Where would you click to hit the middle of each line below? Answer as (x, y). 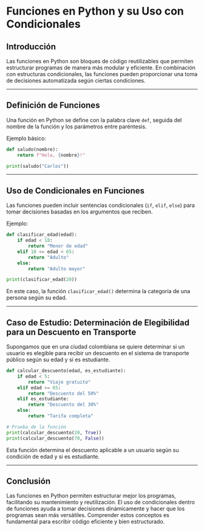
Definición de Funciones (53, 106)
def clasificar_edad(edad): (42, 235)
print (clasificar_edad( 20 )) (42, 280)
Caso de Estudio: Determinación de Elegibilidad (98, 323)
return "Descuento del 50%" (63, 394)
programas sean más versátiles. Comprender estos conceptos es (88, 515)
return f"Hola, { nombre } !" (51, 155)
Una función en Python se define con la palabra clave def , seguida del (94, 120)
